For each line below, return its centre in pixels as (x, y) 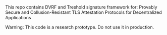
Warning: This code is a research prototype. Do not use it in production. (80, 27)
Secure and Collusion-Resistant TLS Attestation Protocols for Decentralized (84, 12)
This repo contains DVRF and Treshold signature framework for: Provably (81, 7)
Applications (18, 17)
